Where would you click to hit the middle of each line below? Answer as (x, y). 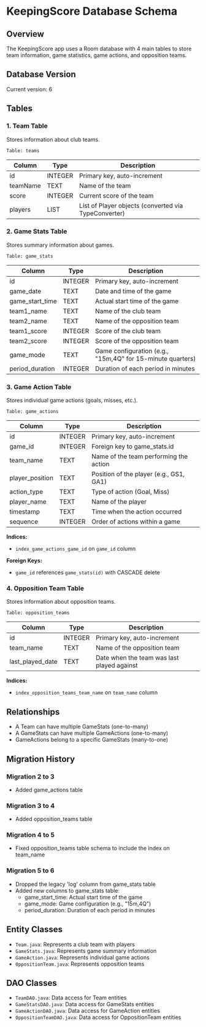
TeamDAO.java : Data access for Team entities (71, 998)
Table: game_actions (33, 412)
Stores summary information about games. (60, 245)
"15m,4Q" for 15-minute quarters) (145, 358)
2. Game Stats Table (37, 231)
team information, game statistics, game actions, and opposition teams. (97, 55)
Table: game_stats (30, 256)
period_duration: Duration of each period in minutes (90, 910)
